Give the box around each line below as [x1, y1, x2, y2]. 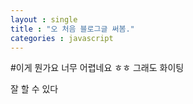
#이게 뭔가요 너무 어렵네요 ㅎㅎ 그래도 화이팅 [10, 62, 185, 74]
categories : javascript [10, 33, 114, 43]
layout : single [10, 14, 78, 25]
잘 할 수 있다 [10, 83, 59, 95]
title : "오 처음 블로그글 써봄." [10, 24, 135, 34]
